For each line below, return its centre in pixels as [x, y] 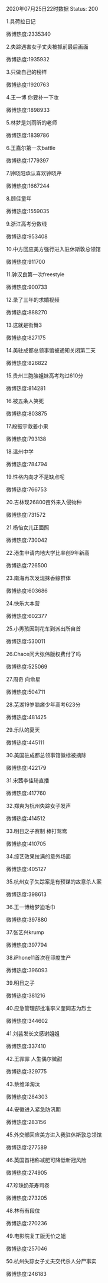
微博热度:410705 [26, 844]
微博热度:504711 [26, 692]
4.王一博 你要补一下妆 [32, 97]
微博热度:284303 [27, 1097]
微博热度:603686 [27, 591]
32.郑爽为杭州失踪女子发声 [39, 806]
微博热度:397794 [27, 945]
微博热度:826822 [27, 363]
